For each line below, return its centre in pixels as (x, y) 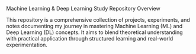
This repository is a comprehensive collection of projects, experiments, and (98, 20)
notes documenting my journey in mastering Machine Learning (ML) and (94, 26)
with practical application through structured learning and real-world (90, 38)
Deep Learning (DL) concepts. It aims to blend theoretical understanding (94, 32)
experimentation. (27, 45)
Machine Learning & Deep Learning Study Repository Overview (83, 9)
